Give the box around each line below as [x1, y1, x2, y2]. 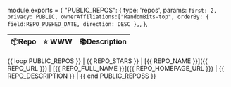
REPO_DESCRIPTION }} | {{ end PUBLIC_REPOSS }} [7, 72, 156, 80]
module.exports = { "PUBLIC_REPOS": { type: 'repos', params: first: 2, [7, 6, 217, 14]
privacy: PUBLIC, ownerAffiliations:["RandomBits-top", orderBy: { [7, 13, 210, 20]
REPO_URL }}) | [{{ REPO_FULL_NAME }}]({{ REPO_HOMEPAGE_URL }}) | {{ [7, 65, 225, 72]
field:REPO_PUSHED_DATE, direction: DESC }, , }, [7, 20, 148, 27]
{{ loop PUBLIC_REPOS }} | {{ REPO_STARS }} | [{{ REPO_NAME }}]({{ [7, 57, 208, 65]
